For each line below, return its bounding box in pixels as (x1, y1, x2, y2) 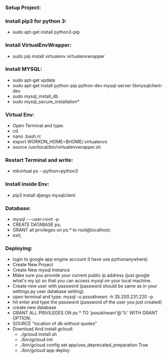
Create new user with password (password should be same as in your (12, 283, 157, 289)
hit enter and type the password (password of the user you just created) (12, 299, 162, 305)
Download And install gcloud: (12, 326, 74, 332)
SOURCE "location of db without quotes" (12, 321, 97, 327)
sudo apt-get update (12, 77, 55, 83)
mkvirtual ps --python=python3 (12, 168, 78, 174)
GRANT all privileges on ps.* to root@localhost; (12, 227, 111, 233)
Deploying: (5, 245, 33, 252)
